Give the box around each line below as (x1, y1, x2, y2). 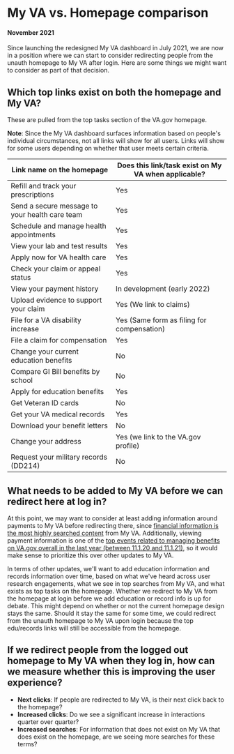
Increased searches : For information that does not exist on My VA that (17, 725, 221, 733)
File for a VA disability (10, 315, 81, 325)
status (10, 273, 31, 282)
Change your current (10, 347, 79, 356)
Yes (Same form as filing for (116, 315, 207, 325)
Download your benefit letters (10, 421, 108, 430)
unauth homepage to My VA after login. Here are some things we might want (7, 59, 227, 67)
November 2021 (7, 28, 54, 36)
